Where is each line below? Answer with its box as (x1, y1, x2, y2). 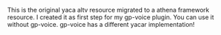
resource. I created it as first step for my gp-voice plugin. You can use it (7, 13, 215, 21)
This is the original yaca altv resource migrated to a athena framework (7, 6, 210, 14)
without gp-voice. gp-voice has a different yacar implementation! (7, 21, 195, 28)
